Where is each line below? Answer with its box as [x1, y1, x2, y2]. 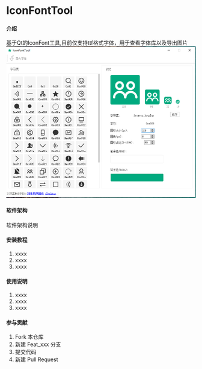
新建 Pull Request [14, 356, 58, 363]
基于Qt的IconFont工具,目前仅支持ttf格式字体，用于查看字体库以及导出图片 [6, 39, 188, 47]
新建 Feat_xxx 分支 [14, 341, 61, 348]
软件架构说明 [6, 221, 38, 228]
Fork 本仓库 [14, 333, 44, 341]
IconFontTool [6, 4, 73, 18]
